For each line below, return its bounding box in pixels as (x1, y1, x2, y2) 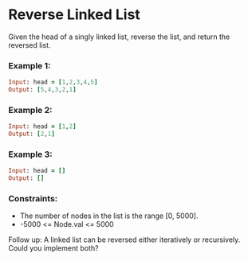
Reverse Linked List (8, 6, 141, 24)
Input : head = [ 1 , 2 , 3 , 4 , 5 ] (8, 78, 98, 87)
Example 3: (8, 149, 53, 160)
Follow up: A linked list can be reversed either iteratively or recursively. (8, 235, 241, 244)
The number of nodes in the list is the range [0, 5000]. (19, 211, 199, 220)
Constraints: (8, 193, 58, 204)
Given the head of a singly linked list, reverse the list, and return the (8, 32, 230, 41)
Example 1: (8, 60, 51, 71)
